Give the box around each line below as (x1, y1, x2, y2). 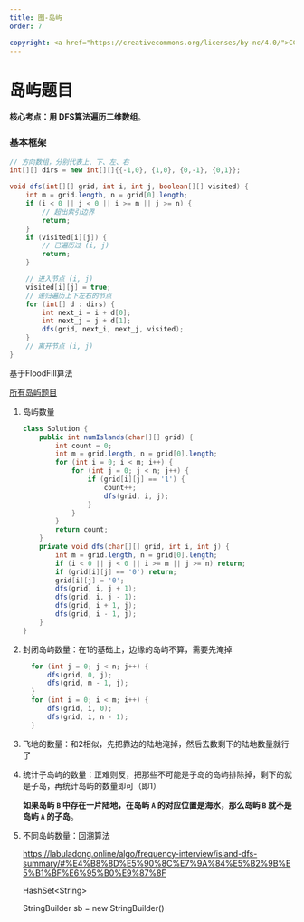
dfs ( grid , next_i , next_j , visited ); (42, 325, 184, 334)
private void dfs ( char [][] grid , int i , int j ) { (39, 543, 231, 552)
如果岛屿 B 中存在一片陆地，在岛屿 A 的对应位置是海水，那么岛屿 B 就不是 (22, 799, 292, 811)
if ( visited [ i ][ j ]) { (25, 233, 107, 242)
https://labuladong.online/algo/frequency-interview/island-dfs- (22, 848, 258, 859)
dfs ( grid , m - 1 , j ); (46, 678, 129, 688)
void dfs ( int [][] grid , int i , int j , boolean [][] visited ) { (9, 182, 249, 191)
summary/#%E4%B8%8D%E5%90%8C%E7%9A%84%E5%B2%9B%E (22, 858, 291, 869)
